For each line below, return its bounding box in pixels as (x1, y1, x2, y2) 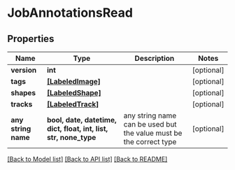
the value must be (123, 128, 183, 138)
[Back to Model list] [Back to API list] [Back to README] (7, 155, 168, 163)
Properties (7, 33, 55, 45)
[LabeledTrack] (46, 99, 99, 109)
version (10, 65, 37, 75)
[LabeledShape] (46, 88, 101, 97)
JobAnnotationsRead (7, 5, 133, 21)
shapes (10, 88, 36, 97)
